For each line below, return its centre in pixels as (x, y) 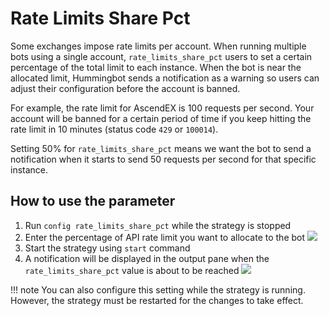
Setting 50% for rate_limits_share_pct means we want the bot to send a (161, 148)
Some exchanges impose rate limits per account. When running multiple (158, 46)
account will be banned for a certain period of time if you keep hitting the (161, 118)
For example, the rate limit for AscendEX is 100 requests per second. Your (162, 108)
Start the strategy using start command (107, 248)
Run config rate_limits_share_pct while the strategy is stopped (158, 225)
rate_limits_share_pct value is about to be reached (132, 270)
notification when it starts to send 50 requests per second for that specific (163, 159)
